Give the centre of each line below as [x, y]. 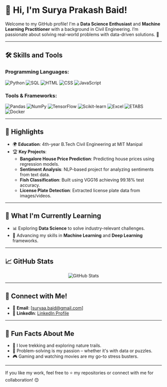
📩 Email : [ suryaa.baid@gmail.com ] [48, 308]
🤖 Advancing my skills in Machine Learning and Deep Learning [77, 235]
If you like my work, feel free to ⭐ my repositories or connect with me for [80, 373]
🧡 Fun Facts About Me [40, 334]
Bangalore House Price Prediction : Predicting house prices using [87, 159]
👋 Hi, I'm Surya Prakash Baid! [66, 10]
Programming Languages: [37, 72]
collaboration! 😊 [22, 380]
